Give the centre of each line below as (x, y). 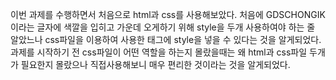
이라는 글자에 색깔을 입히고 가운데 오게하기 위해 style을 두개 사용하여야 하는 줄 (163, 27)
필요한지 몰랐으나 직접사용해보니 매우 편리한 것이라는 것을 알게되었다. (155, 64)
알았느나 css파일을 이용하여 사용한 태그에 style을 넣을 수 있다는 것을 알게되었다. (166, 39)
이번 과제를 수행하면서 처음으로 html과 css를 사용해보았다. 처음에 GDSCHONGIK (168, 14)
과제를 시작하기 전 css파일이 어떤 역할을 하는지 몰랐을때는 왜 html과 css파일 (159, 52)
